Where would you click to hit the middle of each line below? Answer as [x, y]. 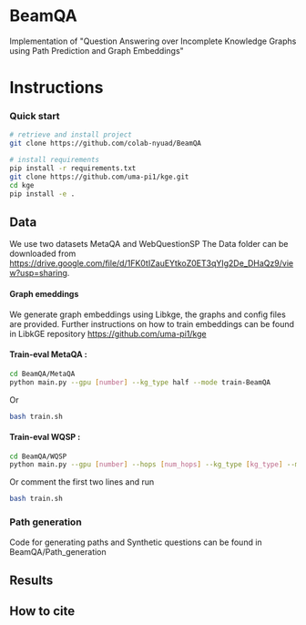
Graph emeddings [44, 293]
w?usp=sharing [39, 273]
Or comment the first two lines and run [82, 482]
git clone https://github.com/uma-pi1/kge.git [99, 177]
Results [31, 580]
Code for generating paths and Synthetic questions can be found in [136, 542]
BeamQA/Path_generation [58, 551]
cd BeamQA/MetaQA [42, 374]
